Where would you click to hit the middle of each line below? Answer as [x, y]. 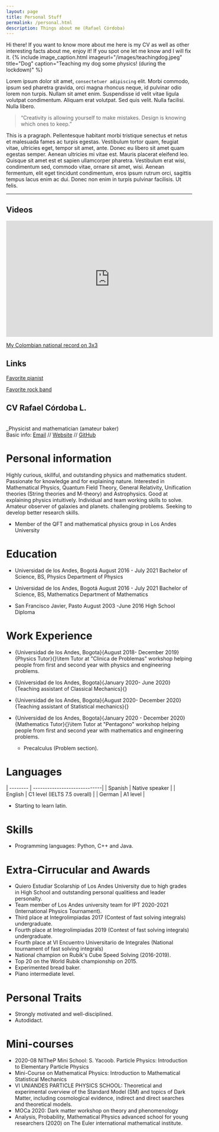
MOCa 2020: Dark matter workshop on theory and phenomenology [96, 1111]
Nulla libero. [21, 106]
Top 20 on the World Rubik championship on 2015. [76, 962]
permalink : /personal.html [39, 22]
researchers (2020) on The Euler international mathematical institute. [99, 1123]
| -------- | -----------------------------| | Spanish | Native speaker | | [91, 788]
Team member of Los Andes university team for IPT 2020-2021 [91, 905]
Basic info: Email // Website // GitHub [51, 435]
